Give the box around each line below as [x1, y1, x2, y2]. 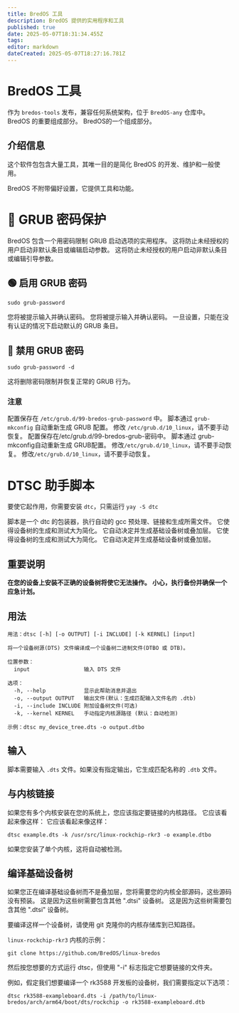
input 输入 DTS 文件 [14, 666, 122, 673]
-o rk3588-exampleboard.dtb [122, 999, 205, 1006]
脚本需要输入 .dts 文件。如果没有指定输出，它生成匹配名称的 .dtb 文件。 [7, 765, 221, 773]
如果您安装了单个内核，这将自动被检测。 [7, 844, 126, 853]
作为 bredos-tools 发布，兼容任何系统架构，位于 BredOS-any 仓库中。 [7, 107, 210, 116]
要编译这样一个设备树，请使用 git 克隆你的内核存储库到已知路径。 [7, 920, 199, 929]
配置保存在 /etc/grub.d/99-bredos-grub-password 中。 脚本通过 [7, 414, 193, 423]
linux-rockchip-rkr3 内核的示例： [7, 935, 107, 944]
